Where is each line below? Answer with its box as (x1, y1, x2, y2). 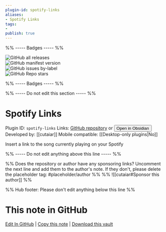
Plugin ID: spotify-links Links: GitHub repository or (5, 125, 113, 131)
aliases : (5, 12, 24, 17)
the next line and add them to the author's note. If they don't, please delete (5, 166, 161, 172)
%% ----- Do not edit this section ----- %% (5, 90, 96, 96)
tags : (5, 21, 17, 27)
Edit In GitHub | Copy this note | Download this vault (5, 221, 114, 227)
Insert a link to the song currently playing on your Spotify (5, 141, 124, 147)
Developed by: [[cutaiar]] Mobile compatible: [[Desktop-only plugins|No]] (5, 131, 158, 137)
